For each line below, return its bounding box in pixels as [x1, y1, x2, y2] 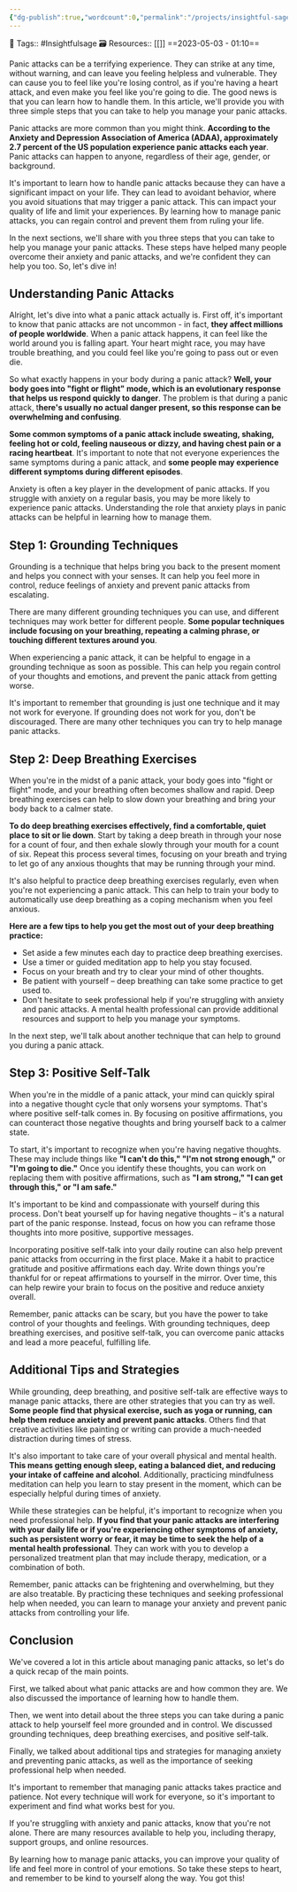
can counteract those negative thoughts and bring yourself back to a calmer [9, 1117, 287, 1128]
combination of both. [9, 1561, 86, 1572]
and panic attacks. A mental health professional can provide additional [21, 1004, 278, 1015]
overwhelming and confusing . [9, 411, 122, 422]
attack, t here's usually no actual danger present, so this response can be [9, 403, 281, 413]
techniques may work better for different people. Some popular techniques [9, 616, 286, 627]
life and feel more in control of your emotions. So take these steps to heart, [9, 1863, 282, 1873]
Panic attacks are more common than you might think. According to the [9, 122, 271, 133]
